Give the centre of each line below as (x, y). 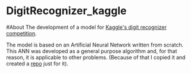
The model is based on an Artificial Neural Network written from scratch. (95, 45)
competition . (22, 33)
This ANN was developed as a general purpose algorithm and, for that (92, 51)
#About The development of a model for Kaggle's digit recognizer (87, 27)
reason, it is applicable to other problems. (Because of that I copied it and (96, 57)
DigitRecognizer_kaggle (66, 11)
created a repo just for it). (37, 64)
